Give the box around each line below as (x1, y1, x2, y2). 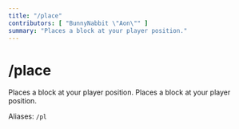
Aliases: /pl (8, 111, 47, 121)
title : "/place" (8, 11, 62, 20)
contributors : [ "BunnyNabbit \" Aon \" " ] (8, 19, 149, 27)
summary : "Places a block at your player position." (8, 26, 188, 34)
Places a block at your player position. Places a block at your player (8, 87, 231, 97)
